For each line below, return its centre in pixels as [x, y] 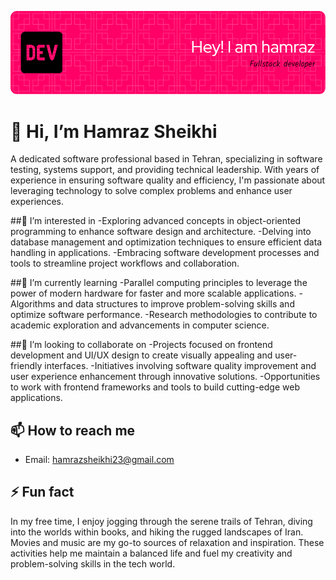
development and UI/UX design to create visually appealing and [141, 355]
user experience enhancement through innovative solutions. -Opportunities [165, 377]
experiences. [37, 202]
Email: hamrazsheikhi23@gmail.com [99, 460]
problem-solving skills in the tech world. [93, 563]
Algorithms [33, 304]
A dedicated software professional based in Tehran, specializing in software [166, 159]
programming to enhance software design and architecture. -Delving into [161, 232]
